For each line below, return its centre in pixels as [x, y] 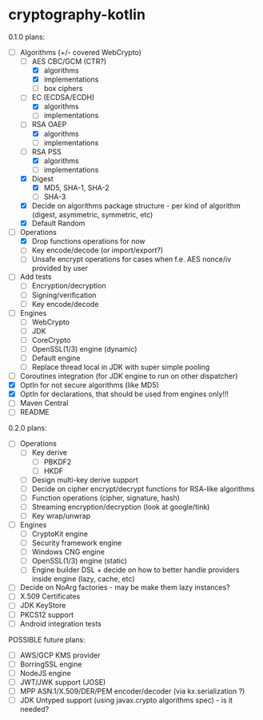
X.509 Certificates [50, 596]
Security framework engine [77, 543]
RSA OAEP [49, 125]
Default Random [58, 223]
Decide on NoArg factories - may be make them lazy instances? [125, 587]
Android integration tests [61, 623]
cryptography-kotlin [77, 15]
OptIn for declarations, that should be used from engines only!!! [124, 394]
